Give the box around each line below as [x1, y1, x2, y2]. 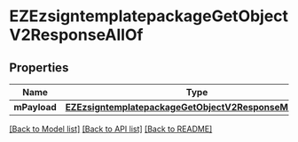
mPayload [13, 101, 58, 113]
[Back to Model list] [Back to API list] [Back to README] [9, 123, 213, 134]
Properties [9, 60, 69, 75]
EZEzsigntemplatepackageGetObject [9, 6, 289, 26]
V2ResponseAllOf [9, 25, 144, 45]
